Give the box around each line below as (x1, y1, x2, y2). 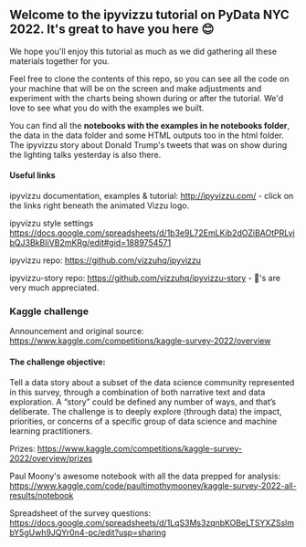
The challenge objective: (9, 356, 106, 367)
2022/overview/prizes (9, 452, 93, 464)
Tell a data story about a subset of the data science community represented (9, 376, 295, 387)
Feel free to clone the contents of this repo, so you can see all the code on (9, 73, 290, 84)
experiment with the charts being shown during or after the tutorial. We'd (9, 92, 284, 103)
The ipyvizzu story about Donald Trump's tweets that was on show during (9, 139, 288, 150)
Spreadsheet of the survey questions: (9, 507, 152, 519)
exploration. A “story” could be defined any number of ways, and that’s (9, 396, 277, 407)
